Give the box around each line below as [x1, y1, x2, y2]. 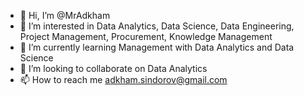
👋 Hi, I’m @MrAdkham [19, 10, 111, 21]
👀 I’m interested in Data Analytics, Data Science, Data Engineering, [19, 20, 295, 32]
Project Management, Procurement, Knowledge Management [19, 31, 273, 42]
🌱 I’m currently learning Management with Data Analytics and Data [19, 41, 295, 53]
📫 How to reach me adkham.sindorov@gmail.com [19, 74, 228, 85]
